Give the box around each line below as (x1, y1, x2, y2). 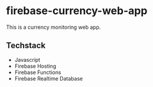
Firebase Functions (14, 69, 62, 76)
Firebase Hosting (14, 62, 56, 69)
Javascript (14, 56, 41, 63)
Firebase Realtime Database (14, 75, 84, 82)
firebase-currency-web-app (6, 4, 148, 18)
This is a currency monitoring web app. (6, 24, 101, 31)
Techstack (6, 41, 46, 51)
